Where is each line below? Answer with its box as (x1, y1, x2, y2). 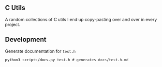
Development (5, 35, 47, 44)
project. (5, 22, 21, 27)
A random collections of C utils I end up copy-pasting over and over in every (5, 16, 157, 22)
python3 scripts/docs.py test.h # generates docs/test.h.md (5, 57, 129, 62)
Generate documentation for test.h (5, 48, 76, 54)
